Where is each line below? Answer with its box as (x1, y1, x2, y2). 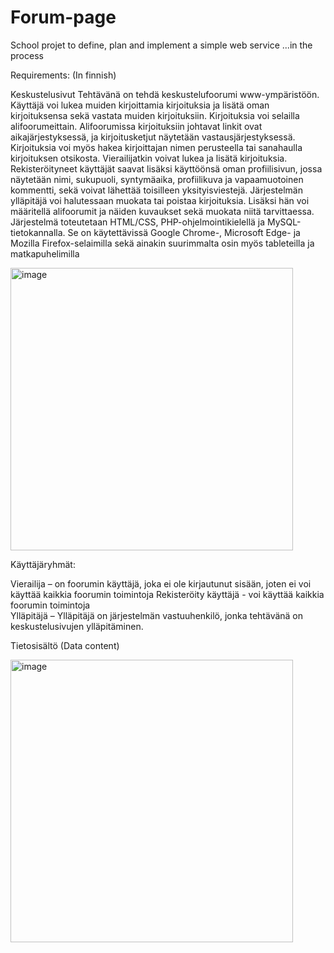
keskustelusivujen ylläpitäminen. (10, 620, 144, 632)
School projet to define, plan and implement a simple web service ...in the (10, 39, 313, 51)
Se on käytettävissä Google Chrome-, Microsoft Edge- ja (67, 226, 301, 238)
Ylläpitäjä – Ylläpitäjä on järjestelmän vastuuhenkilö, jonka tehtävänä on (10, 609, 304, 621)
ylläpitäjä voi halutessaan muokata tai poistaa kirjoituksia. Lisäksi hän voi (10, 194, 310, 206)
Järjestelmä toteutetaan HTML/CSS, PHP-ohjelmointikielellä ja (10, 216, 266, 228)
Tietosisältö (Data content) (10, 639, 120, 651)
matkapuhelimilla (10, 247, 80, 260)
